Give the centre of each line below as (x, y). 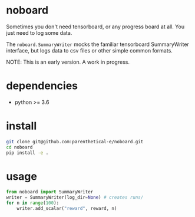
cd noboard (19, 147)
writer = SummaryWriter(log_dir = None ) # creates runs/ (75, 198)
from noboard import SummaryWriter (50, 192)
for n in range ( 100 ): (33, 203)
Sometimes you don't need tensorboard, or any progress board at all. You (95, 27)
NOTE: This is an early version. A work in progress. (68, 62)
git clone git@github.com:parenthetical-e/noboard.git (75, 142)
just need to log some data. (39, 32)
